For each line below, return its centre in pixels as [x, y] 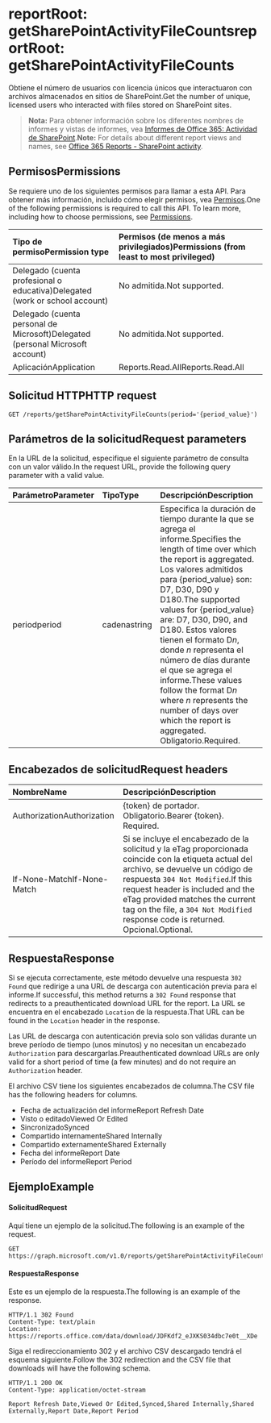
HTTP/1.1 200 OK [35, 1383]
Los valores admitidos [202, 569]
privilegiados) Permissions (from [182, 247]
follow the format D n [199, 690]
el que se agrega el [196, 670]
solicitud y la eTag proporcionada [185, 849]
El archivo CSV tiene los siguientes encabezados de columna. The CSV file [131, 1086]
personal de [35, 323]
